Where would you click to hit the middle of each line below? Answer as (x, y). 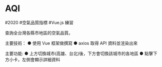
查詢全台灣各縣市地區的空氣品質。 (39, 33)
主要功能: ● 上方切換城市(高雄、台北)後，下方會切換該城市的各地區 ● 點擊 (79, 53)
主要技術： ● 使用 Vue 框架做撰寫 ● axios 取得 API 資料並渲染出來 (71, 43)
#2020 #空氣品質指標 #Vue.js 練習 (39, 22)
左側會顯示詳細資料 (41, 59)
